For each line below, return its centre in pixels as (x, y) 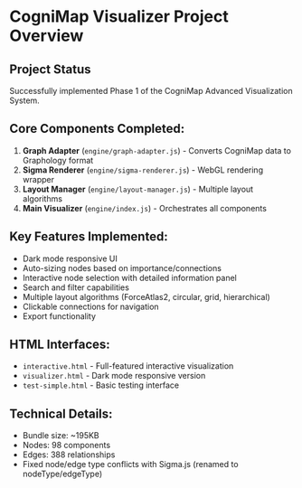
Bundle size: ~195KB (61, 436)
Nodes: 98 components (66, 446)
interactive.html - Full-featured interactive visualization (128, 366)
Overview (47, 36)
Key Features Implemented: (89, 237)
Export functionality (59, 316)
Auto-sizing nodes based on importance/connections (122, 267)
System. (25, 100)
